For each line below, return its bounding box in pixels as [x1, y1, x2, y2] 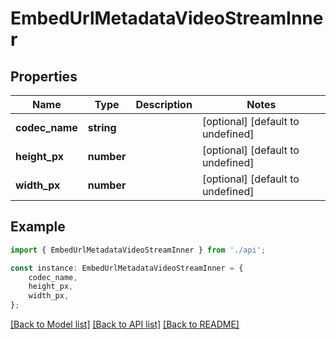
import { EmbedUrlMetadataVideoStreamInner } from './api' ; [10, 245, 267, 255]
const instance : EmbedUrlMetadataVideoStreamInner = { [10, 263, 244, 273]
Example [10, 218, 66, 236]
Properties [10, 68, 78, 85]
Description [135, 98, 193, 111]
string [87, 121, 117, 134]
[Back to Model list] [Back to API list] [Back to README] [10, 318, 240, 331]
